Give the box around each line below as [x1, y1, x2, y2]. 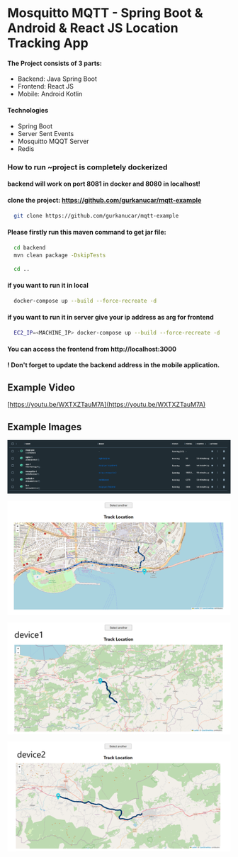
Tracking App [7, 35, 89, 51]
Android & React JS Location [7, 20, 178, 36]
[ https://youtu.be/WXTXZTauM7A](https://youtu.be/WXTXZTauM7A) [7, 401, 206, 409]
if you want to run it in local [7, 281, 89, 289]
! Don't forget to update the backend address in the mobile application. [7, 361, 220, 369]
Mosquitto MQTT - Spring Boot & [7, 5, 203, 21]
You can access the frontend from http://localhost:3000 [7, 345, 177, 353]
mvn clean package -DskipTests [13, 252, 106, 259]
